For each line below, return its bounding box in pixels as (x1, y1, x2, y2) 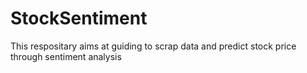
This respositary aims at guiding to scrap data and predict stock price (10, 40, 297, 52)
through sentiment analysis (10, 50, 122, 62)
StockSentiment (10, 7, 148, 30)
